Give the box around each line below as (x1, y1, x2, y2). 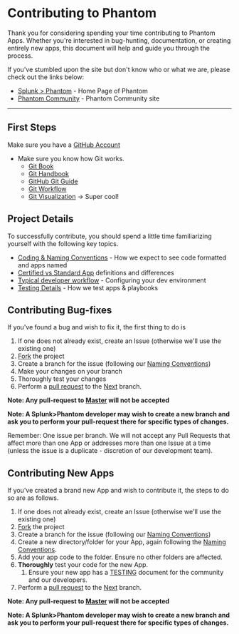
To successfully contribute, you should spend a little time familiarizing (7, 232, 212, 240)
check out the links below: (7, 73, 85, 81)
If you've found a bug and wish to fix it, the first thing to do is (7, 323, 186, 332)
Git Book (28, 162, 54, 170)
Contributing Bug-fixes (7, 304, 112, 316)
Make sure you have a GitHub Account (7, 140, 121, 149)
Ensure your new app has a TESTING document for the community (28, 568, 224, 577)
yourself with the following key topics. (7, 239, 119, 247)
